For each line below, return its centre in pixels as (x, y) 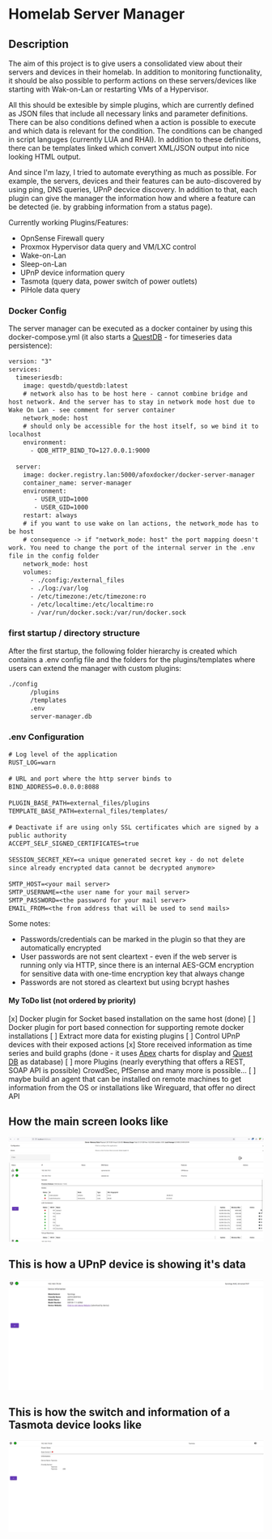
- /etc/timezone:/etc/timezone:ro (88, 596)
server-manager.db (61, 716)
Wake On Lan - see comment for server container (92, 410)
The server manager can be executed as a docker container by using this (130, 328)
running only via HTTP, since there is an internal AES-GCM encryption (137, 964)
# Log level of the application (63, 755)
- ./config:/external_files (77, 580)
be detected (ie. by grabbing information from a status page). (110, 207)
